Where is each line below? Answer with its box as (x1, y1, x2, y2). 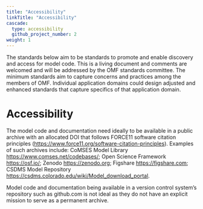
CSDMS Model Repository (6, 165, 71, 173)
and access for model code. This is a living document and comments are (6, 60, 187, 67)
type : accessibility (11, 25, 63, 32)
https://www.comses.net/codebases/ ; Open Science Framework (6, 153, 166, 160)
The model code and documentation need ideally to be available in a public (6, 127, 193, 134)
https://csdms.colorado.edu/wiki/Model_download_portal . (6, 172, 150, 179)
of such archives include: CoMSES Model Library (6, 146, 129, 153)
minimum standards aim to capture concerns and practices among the (6, 73, 181, 80)
